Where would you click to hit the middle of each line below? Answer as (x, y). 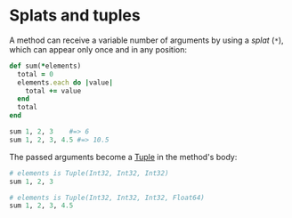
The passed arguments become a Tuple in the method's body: (123, 157)
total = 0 (35, 74)
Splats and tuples (75, 16)
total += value (53, 91)
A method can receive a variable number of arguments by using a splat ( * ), (146, 40)
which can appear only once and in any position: (98, 49)
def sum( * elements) (45, 66)
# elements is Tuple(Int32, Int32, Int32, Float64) (107, 198)
